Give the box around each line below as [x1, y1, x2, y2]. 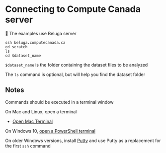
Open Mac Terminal [12, 118, 53, 124]
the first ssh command [5, 143, 51, 149]
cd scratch [5, 44, 28, 49]
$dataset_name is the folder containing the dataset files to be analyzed [5, 62, 148, 68]
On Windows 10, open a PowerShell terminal [5, 128, 96, 134]
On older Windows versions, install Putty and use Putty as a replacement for [5, 138, 161, 144]
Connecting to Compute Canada [5, 3, 141, 15]
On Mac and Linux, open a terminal [5, 108, 77, 115]
